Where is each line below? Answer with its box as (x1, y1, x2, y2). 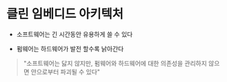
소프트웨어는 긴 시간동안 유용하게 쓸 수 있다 (16, 30, 133, 38)
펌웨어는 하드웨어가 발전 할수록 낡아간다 (16, 44, 124, 53)
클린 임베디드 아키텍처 (6, 6, 124, 22)
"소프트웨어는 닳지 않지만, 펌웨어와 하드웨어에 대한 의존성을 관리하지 (23, 59, 208, 67)
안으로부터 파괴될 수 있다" (30, 68, 101, 76)
